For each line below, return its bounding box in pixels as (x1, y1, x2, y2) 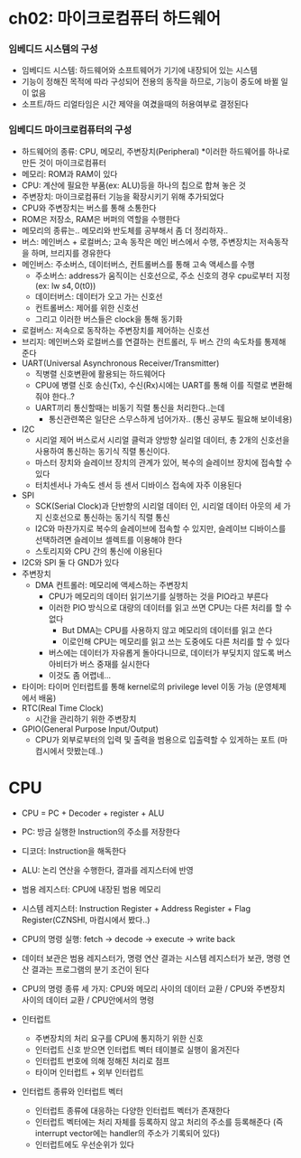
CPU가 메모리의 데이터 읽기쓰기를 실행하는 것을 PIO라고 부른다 (48, 591, 269, 602)
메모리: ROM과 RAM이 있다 (21, 168, 118, 179)
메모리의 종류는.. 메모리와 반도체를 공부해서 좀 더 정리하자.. (21, 225, 229, 236)
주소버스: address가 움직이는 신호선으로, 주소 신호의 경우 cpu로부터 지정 (34, 270, 290, 281)
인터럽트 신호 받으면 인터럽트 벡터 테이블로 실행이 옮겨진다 (34, 1044, 241, 1055)
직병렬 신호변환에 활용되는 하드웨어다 (34, 368, 166, 379)
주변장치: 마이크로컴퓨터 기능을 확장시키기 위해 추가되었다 (21, 191, 224, 201)
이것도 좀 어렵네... (48, 669, 112, 680)
